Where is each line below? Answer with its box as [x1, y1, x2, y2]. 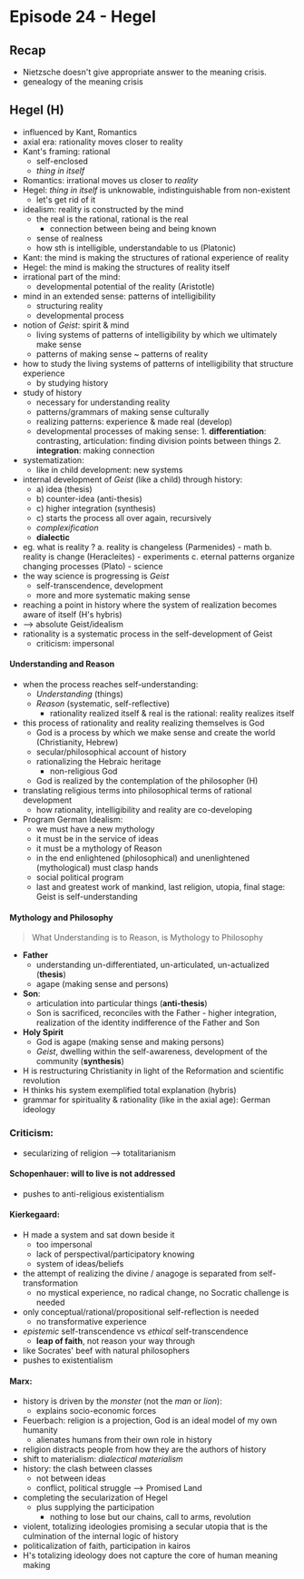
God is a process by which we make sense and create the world [35, 727, 276, 738]
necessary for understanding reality [35, 397, 171, 408]
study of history [22, 387, 83, 398]
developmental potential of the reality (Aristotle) [35, 281, 215, 291]
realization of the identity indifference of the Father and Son [35, 1017, 260, 1028]
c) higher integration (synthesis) [35, 502, 156, 514]
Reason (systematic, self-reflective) [35, 698, 171, 709]
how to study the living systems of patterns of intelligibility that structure [22, 358, 294, 369]
